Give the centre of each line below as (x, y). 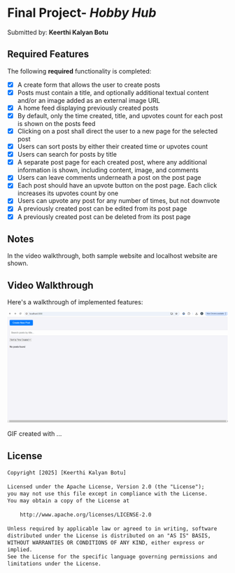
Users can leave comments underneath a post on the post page (109, 178)
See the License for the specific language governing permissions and (112, 557)
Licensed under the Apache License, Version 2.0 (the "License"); (106, 487)
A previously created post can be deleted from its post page (104, 217)
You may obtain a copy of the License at (69, 501)
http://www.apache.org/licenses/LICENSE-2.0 (86, 515)
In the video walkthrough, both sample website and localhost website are (113, 256)
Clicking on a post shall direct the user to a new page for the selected (117, 131)
